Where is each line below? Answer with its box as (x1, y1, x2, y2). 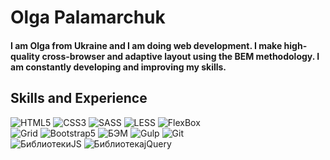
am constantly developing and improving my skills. (10, 61, 227, 73)
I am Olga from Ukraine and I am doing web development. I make (10, 39, 283, 51)
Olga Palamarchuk (10, 6, 166, 29)
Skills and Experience (10, 90, 148, 107)
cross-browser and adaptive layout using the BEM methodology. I (41, 50, 320, 62)
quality (10, 50, 41, 62)
